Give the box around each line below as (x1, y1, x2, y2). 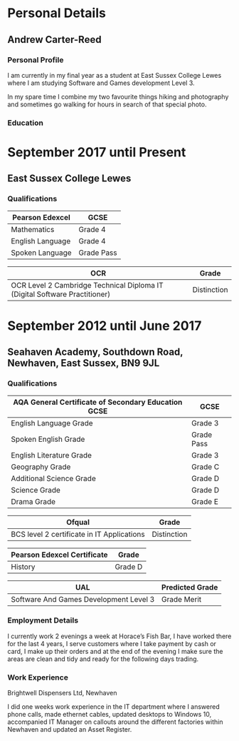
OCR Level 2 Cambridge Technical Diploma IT (11, 280, 164, 290)
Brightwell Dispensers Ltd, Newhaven (7, 689, 117, 697)
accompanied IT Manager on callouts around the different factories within (7, 717, 223, 726)
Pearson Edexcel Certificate (11, 550, 108, 560)
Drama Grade (11, 496, 55, 506)
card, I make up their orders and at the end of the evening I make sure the (7, 647, 223, 655)
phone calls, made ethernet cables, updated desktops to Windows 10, (7, 710, 212, 719)
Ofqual (66, 517, 90, 527)
